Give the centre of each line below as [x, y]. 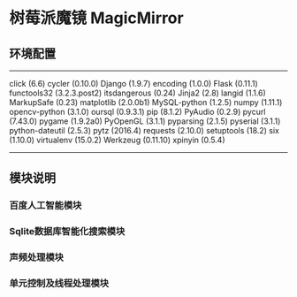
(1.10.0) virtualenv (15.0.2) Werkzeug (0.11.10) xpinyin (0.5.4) [117, 140]
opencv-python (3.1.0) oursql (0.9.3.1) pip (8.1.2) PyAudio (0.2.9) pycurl [137, 112]
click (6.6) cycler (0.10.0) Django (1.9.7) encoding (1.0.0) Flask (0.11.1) [133, 84]
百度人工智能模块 [46, 206]
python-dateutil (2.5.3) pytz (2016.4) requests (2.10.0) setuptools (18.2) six [145, 130]
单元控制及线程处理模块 [59, 284]
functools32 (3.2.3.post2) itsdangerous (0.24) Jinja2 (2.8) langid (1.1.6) [138, 93]
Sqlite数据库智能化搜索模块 [67, 232]
